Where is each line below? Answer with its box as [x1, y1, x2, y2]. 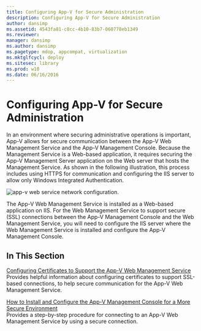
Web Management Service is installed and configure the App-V [6, 226, 166, 234]
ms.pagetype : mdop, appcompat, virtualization [6, 49, 127, 55]
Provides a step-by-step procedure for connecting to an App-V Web [6, 311, 178, 318]
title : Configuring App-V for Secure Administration [6, 9, 144, 15]
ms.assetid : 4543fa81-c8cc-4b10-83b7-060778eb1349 [6, 26, 138, 32]
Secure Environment [6, 305, 58, 312]
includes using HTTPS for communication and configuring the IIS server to [6, 170, 194, 177]
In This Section [6, 250, 65, 261]
